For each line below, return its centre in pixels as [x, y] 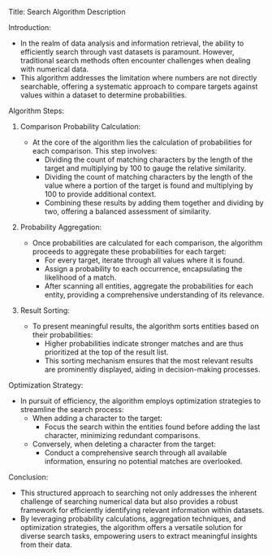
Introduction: [30, 27]
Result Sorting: [45, 311]
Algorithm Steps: [37, 111]
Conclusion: [28, 477]
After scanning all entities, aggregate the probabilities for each [149, 286]
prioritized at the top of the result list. [106, 352]
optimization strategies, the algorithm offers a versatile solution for [132, 527]
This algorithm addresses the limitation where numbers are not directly [138, 78]
